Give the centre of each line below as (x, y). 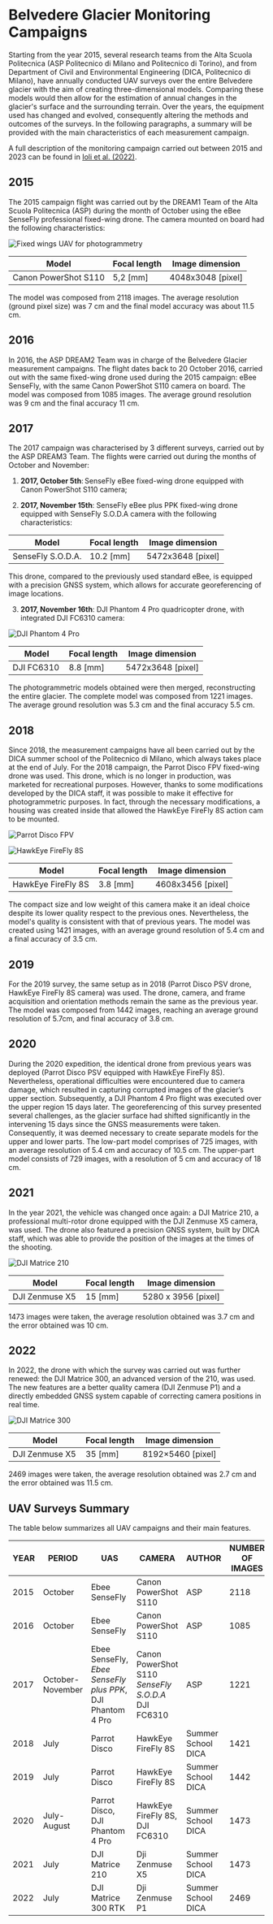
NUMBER (247, 1548)
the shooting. (30, 1247)
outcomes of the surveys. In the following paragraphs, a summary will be (130, 123)
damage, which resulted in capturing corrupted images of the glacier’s (126, 1090)
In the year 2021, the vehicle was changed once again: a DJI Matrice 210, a (134, 1212)
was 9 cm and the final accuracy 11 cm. (74, 403)
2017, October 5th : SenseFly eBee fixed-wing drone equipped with (132, 481)
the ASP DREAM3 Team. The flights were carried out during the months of (132, 457)
